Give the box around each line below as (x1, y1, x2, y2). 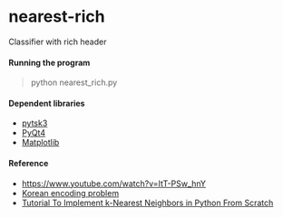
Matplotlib (21, 137, 60, 148)
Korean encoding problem (21, 187, 120, 198)
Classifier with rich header (8, 36, 107, 47)
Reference (8, 157, 49, 168)
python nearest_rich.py (30, 77, 118, 88)
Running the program (8, 57, 91, 68)
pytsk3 (21, 118, 48, 128)
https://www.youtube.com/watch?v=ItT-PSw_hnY (21, 178, 206, 189)
